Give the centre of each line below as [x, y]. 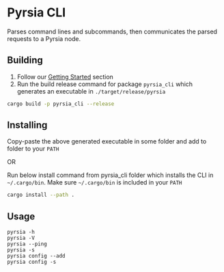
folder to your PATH [33, 149]
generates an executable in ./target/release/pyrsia [91, 91]
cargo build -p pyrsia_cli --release [61, 104]
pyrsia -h [21, 232]
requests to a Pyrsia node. [44, 38]
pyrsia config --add [37, 256]
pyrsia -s [21, 250]
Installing [27, 125]
